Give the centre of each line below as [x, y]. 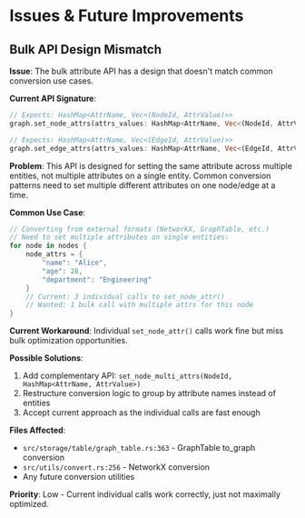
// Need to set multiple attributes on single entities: [119, 237]
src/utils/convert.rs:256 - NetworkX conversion [116, 467]
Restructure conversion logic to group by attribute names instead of [149, 393]
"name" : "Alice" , [74, 263]
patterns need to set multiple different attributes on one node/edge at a [143, 185]
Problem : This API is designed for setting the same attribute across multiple [151, 165]
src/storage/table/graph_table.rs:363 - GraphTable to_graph [139, 448]
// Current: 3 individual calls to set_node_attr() [125, 296]
